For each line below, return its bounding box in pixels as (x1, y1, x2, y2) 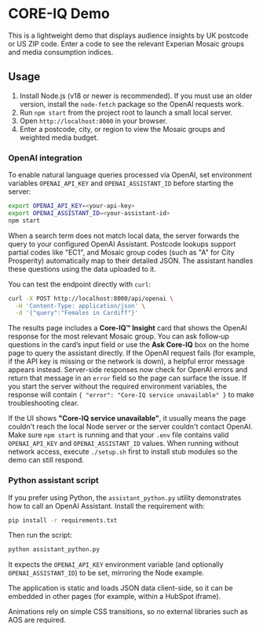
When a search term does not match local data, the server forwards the (8, 231, 239, 240)
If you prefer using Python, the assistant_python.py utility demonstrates (8, 492, 242, 502)
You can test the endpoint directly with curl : (8, 279, 152, 289)
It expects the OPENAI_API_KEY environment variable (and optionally (8, 560, 224, 569)
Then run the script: (8, 531, 72, 540)
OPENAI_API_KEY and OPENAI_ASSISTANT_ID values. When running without (8, 439, 239, 448)
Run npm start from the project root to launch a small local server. (19, 108, 233, 117)
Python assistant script (8, 475, 100, 486)
